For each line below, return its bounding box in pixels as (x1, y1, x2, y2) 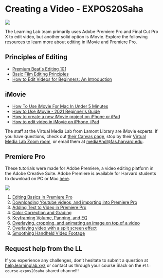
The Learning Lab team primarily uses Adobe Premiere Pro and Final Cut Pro (5, 28, 159, 35)
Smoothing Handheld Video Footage (12, 230, 85, 236)
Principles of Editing (5, 53, 68, 61)
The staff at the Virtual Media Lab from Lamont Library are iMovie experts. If (5, 128, 158, 134)
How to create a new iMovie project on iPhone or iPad (12, 113, 120, 120)
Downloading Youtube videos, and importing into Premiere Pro (12, 199, 138, 205)
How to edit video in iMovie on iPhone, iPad (12, 119, 100, 124)
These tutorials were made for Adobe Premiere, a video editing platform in (5, 165, 154, 171)
